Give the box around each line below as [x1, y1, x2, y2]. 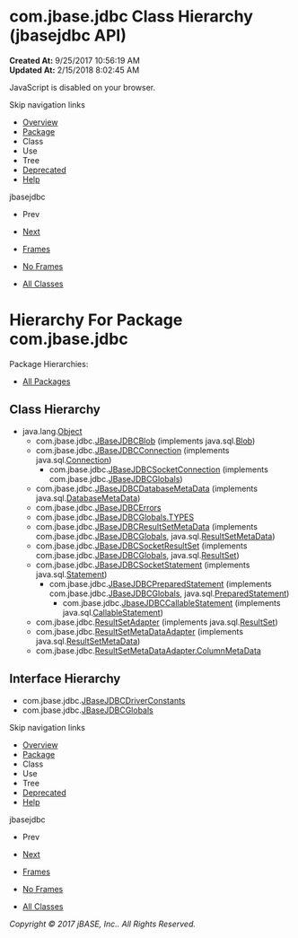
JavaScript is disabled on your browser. [9, 82, 156, 92]
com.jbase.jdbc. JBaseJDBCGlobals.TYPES [35, 512, 195, 522]
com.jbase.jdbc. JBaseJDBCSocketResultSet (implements [35, 540, 248, 551]
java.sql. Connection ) [35, 454, 112, 465]
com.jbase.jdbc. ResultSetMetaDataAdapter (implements [35, 626, 244, 636]
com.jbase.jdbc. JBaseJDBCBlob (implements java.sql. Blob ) [35, 435, 256, 446]
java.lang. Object [22, 425, 83, 436]
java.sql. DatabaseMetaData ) [35, 492, 141, 504]
